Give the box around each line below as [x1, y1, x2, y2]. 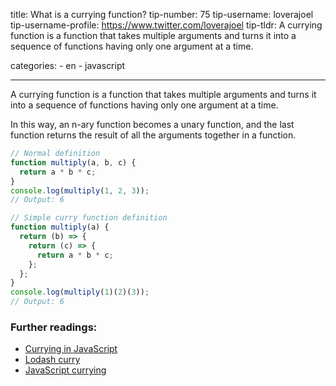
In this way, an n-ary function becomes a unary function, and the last [10, 119, 295, 130]
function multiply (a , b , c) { [10, 157, 137, 168]
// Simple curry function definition [10, 213, 168, 223]
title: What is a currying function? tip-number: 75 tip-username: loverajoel [10, 9, 314, 20]
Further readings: [10, 320, 98, 334]
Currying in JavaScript [24, 343, 118, 355]
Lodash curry [24, 354, 81, 366]
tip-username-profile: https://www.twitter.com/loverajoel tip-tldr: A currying [10, 19, 323, 31]
